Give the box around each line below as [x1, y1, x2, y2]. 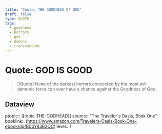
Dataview [5, 100, 35, 108]
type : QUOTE [5, 16, 29, 21]
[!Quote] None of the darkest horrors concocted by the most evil [17, 81, 147, 87]
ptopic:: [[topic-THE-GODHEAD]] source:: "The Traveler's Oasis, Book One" [5, 113, 158, 119]
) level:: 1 [53, 123, 72, 130]
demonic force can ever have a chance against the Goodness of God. [17, 86, 157, 92]
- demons [9, 39, 27, 44]
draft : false [5, 12, 32, 17]
